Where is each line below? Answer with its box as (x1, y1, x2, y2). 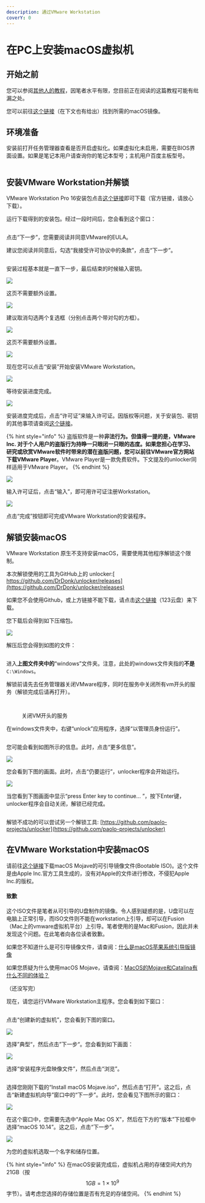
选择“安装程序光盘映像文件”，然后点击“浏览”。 (6, 1064, 123, 1072)
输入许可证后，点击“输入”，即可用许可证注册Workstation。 (6, 488, 154, 495)
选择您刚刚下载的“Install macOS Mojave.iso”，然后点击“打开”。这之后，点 (6, 1083, 191, 1091)
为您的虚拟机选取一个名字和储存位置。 (6, 1147, 103, 1155)
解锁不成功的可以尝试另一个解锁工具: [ (6, 818, 103, 825)
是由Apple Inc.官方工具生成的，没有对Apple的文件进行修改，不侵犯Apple (6, 870, 190, 877)
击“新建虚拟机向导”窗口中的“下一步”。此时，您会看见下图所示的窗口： (6, 1091, 182, 1098)
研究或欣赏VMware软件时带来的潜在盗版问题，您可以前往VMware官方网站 (6, 448, 195, 455)
